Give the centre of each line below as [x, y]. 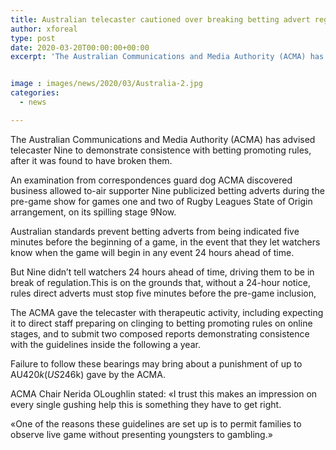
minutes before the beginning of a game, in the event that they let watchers [165, 242]
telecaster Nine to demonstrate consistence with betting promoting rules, [161, 150]
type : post [33, 38]
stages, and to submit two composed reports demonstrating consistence [160, 333]
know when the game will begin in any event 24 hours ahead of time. [152, 252]
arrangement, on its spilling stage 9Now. [93, 212]
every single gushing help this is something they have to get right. [146, 404]
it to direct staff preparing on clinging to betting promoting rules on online [161, 323]
